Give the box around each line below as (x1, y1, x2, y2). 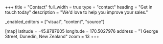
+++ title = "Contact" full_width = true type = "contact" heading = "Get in (5, 4, 153, 10)
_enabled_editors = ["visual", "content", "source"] (5, 19, 105, 24)
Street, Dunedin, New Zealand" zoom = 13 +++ (5, 34, 99, 39)
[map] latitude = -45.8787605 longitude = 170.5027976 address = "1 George (5, 28, 159, 34)
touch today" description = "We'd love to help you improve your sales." (5, 9, 148, 15)
